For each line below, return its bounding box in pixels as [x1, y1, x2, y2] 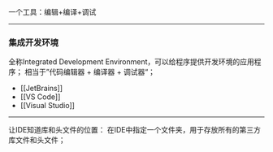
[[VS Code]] [19, 92, 61, 102]
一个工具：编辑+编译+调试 [8, 7, 97, 16]
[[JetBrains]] [19, 84, 63, 93]
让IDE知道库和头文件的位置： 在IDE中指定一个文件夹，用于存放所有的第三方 [8, 125, 262, 135]
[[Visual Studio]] [19, 101, 76, 111]
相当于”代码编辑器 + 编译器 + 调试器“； [24, 67, 156, 77]
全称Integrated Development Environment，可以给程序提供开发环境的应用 [8, 57, 254, 67]
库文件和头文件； [8, 135, 66, 145]
